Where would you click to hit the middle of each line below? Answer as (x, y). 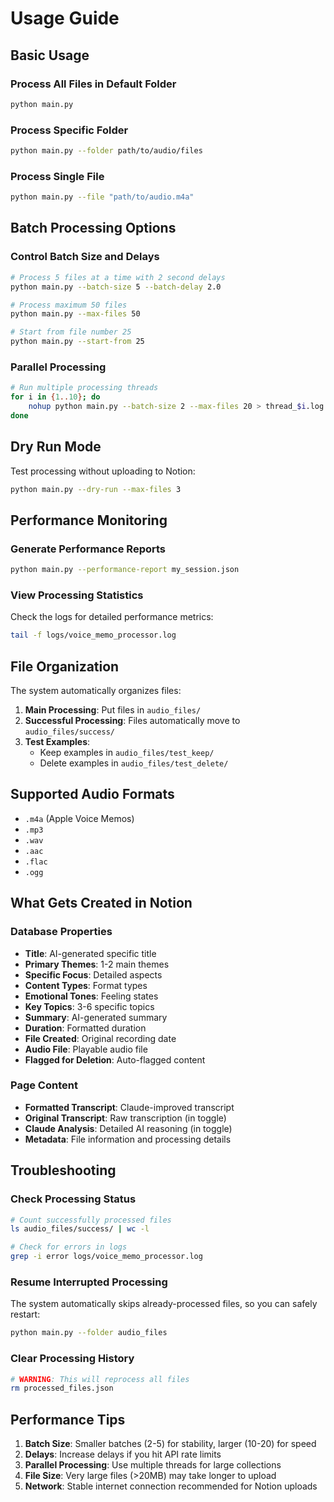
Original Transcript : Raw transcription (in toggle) (125, 1118)
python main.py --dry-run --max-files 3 (96, 489)
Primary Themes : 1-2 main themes (97, 964)
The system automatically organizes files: (96, 691)
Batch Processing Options (93, 228)
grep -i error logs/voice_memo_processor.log (106, 1257)
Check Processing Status (73, 1199)
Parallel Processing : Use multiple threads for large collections (153, 1465)
